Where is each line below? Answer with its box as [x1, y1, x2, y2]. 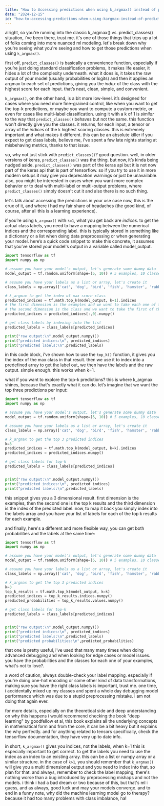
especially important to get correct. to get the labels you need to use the [5, 749, 150, 755]
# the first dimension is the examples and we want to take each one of [5, 302, 156, 308]
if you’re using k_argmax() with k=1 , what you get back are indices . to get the [5, 217, 159, 223]
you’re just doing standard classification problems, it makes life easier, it [5, 65, 150, 71]
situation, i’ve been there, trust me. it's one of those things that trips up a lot [5, 35, 158, 41]
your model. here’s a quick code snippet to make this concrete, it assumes [5, 238, 155, 244]
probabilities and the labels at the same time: [5, 530, 95, 536]
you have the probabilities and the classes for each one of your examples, [5, 658, 154, 664]
